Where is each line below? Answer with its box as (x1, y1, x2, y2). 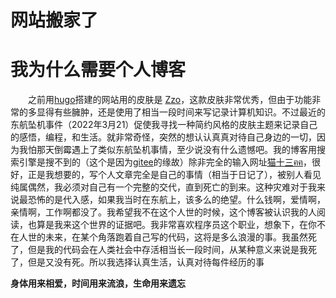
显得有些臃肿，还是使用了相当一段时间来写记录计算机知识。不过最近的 (36, 106, 326, 118)
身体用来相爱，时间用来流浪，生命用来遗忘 (10, 277, 186, 290)
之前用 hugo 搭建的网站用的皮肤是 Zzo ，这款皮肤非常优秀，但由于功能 (28, 94, 313, 106)
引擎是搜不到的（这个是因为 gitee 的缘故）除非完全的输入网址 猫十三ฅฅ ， (18, 156, 312, 168)
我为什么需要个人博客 (10, 59, 187, 81)
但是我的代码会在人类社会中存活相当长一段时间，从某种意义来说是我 (27, 244, 308, 256)
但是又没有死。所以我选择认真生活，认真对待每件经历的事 (27, 256, 265, 268)
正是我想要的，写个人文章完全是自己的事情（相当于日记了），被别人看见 (27, 169, 322, 181)
